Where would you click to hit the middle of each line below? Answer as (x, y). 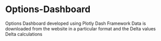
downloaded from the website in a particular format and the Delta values (80, 28)
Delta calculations (24, 34)
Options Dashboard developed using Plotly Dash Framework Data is (76, 23)
